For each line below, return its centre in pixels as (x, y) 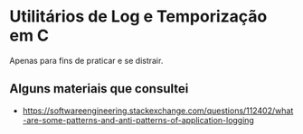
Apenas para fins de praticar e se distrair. (86, 60)
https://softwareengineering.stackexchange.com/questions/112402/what (158, 111)
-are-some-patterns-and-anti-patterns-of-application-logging (138, 120)
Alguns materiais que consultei (99, 89)
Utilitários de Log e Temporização (138, 17)
